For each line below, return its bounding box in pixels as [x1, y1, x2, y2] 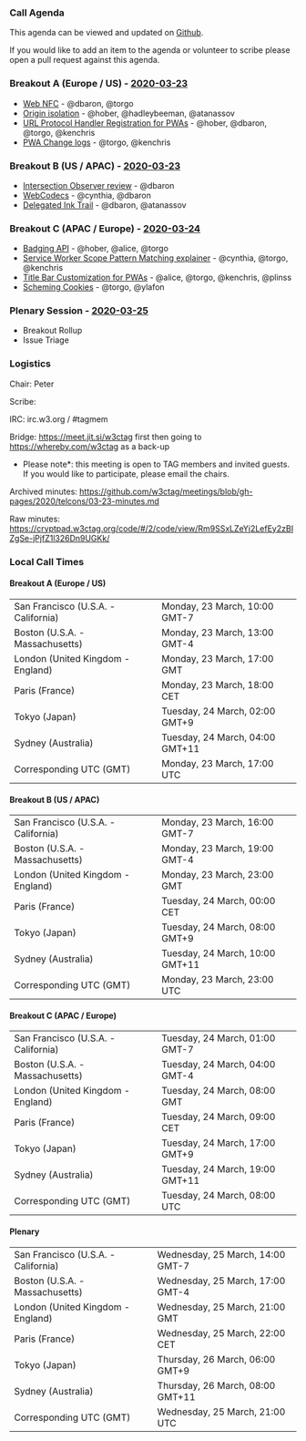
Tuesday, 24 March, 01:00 [161, 1032, 276, 1045]
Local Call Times [9, 555, 85, 568]
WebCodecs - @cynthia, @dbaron [22, 190, 152, 201]
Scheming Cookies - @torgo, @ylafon [22, 282, 166, 293]
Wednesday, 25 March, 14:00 [157, 1248, 286, 1261]
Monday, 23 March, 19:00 [161, 842, 274, 855]
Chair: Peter [9, 378, 55, 389]
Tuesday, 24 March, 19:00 [161, 1163, 276, 1176]
